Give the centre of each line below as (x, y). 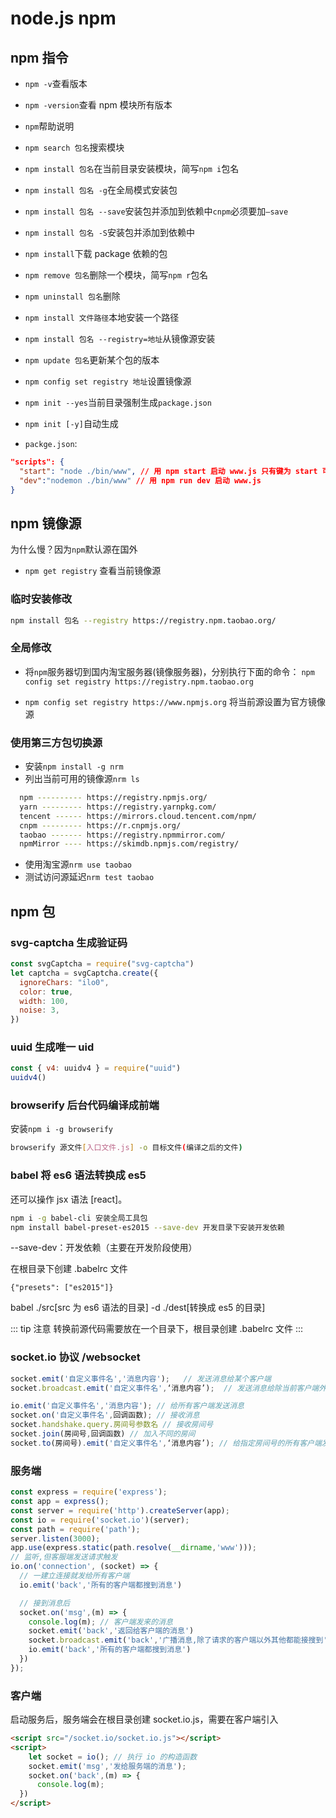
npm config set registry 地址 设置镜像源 (108, 381)
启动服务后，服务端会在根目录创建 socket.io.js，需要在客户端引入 (144, 1719)
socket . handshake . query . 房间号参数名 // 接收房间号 (112, 1425)
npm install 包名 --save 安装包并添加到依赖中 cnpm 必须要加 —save (156, 211)
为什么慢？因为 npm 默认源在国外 (74, 549)
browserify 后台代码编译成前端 (85, 1105)
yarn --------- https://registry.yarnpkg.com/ (118, 807)
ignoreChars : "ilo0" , (64, 982)
